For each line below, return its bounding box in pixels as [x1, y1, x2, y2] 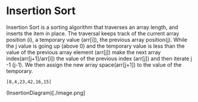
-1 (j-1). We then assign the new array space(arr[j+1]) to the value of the [6, 61, 182, 68]
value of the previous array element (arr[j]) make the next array [6, 48, 161, 55]
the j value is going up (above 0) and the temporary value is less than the [6, 42, 185, 50]
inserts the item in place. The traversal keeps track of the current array [6, 29, 180, 37]
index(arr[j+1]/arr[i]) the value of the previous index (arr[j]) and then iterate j [6, 55, 192, 62]
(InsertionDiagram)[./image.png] [6, 89, 86, 96]
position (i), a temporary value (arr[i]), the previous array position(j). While [6, 36, 187, 43]
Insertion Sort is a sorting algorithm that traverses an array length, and [6, 24, 178, 31]
